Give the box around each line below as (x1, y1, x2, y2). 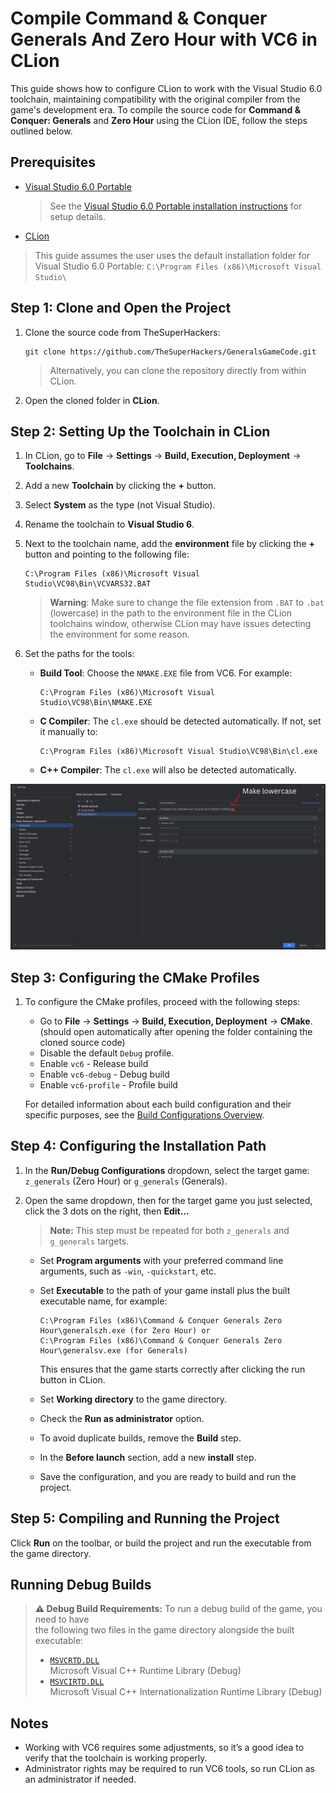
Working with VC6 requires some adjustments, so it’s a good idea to (24, 1742, 305, 1754)
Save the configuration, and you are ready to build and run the (39, 1470, 297, 1482)
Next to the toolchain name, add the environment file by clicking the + (24, 538, 316, 550)
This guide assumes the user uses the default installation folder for (34, 249, 311, 261)
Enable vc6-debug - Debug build (39, 1068, 170, 1080)
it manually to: (39, 726, 98, 738)
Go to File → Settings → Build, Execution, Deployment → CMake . (39, 1015, 313, 1027)
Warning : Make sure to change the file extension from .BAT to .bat (49, 597, 325, 609)
